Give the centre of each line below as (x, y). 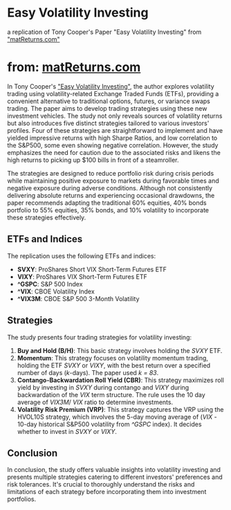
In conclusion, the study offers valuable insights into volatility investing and (114, 470)
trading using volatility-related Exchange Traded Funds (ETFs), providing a (113, 93)
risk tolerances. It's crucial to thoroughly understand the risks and (101, 484)
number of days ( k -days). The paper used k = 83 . (88, 372)
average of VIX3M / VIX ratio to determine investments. (95, 402)
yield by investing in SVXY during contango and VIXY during (103, 387)
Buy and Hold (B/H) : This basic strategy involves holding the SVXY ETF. (120, 350)
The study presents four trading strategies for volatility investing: (100, 337)
